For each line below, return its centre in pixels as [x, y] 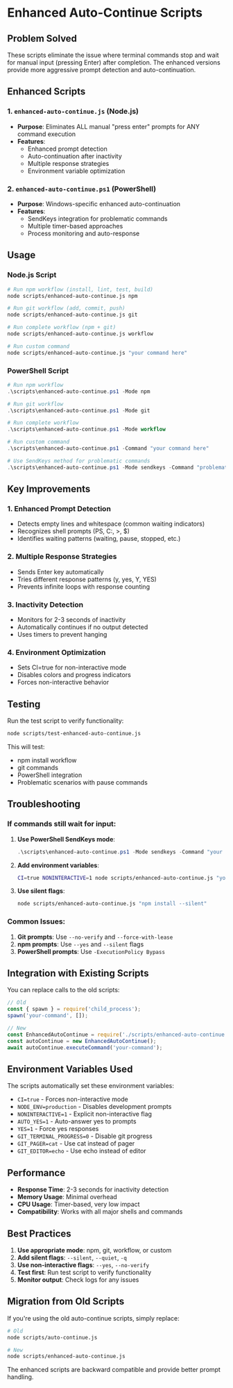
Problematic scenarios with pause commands [82, 782]
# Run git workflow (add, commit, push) [67, 308]
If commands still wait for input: [62, 824]
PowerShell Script [38, 371]
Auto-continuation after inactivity [75, 156]
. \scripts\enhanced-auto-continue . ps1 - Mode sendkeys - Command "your [120, 852]
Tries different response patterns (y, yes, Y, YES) [87, 579]
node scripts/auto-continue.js [52, 1337]
